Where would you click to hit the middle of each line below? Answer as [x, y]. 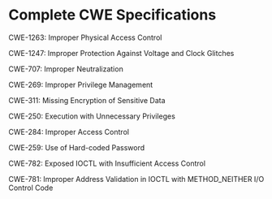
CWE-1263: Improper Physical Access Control [85, 37]
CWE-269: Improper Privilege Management [81, 84]
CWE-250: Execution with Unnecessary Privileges [92, 116]
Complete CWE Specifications [112, 15]
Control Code [31, 188]
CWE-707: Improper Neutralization [66, 69]
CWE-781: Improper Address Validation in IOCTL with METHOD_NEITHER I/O [136, 179]
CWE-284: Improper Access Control [69, 132]
